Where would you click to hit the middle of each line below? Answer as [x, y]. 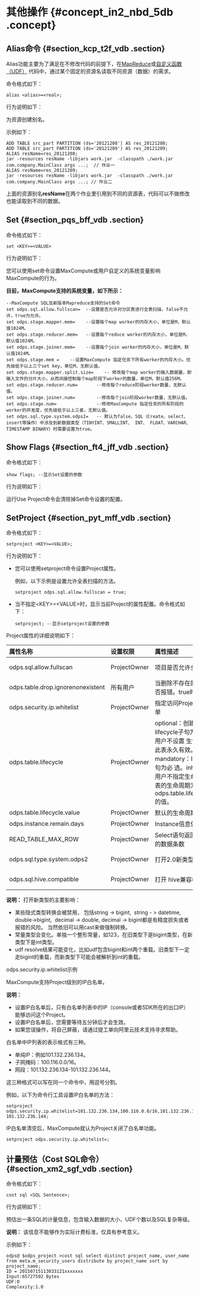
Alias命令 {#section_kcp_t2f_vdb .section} [86, 48]
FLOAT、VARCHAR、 [170, 423]
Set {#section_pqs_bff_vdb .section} [75, 220]
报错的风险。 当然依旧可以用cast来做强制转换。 [73, 927]
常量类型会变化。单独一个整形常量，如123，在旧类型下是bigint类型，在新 [104, 935]
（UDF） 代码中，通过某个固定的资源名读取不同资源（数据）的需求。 [90, 71]
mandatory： [173, 759]
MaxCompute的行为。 [33, 278]
